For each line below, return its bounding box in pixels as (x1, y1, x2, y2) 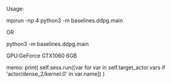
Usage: (6, 5, 24, 12)
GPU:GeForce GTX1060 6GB (6, 52, 77, 59)
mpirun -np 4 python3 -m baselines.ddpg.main (6, 17, 123, 24)
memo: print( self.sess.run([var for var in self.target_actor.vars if (6, 64, 166, 71)
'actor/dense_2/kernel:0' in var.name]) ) (6, 70, 105, 78)
